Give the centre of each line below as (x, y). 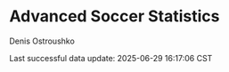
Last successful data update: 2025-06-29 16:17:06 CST (111, 58)
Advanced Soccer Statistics (114, 16)
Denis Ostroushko (42, 41)
